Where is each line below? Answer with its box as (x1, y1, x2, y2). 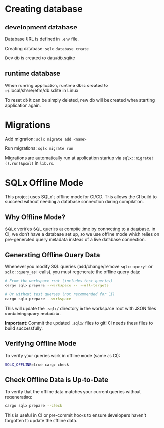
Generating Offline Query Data (5, 251, 100, 259)
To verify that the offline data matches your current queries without (5, 389, 141, 395)
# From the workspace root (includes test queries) (5, 279, 113, 284)
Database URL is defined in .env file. (5, 36, 79, 42)
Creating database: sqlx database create (5, 46, 89, 51)
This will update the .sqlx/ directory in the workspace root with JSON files (5, 305, 156, 311)
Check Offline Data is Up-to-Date (5, 375, 109, 384)
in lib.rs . (35, 160, 55, 166)
